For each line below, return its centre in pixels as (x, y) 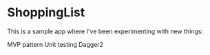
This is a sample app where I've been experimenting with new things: (105, 31)
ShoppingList (46, 13)
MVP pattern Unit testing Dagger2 (55, 44)
